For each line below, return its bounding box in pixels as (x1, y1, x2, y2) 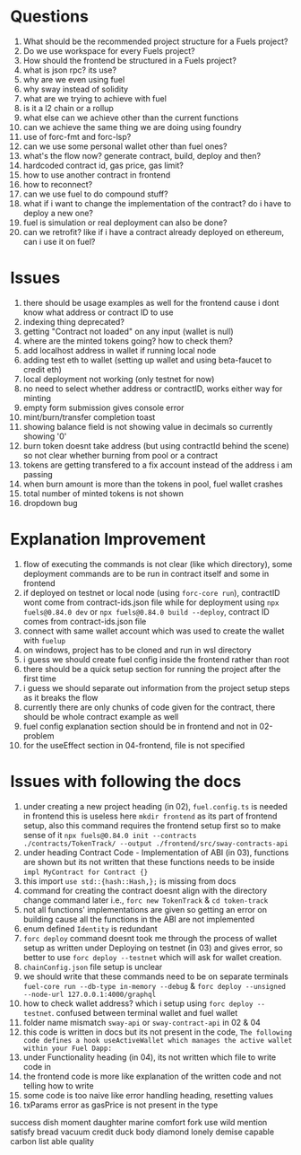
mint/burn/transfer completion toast (22, 411, 156, 423)
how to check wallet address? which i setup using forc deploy (22, 998, 254, 1009)
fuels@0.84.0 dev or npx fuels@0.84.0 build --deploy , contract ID (22, 606, 270, 617)
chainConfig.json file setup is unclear (22, 961, 163, 972)
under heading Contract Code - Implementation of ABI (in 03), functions (22, 846, 289, 858)
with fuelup (22, 634, 66, 645)
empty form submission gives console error (22, 402, 185, 413)
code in (22, 1061, 52, 1072)
